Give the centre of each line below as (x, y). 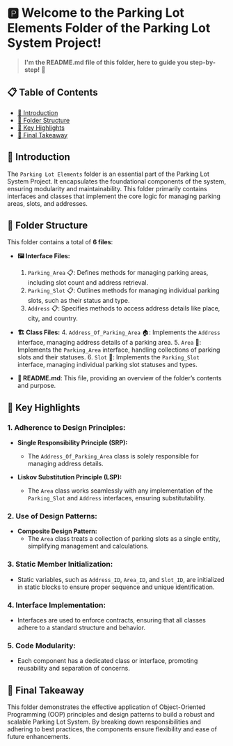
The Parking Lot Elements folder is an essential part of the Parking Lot (109, 174)
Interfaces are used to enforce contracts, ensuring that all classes (112, 620)
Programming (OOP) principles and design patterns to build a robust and (111, 715)
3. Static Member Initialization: (60, 565)
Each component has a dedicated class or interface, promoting (107, 661)
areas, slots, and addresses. (48, 203)
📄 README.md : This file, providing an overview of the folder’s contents (119, 378)
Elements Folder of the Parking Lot (109, 28)
